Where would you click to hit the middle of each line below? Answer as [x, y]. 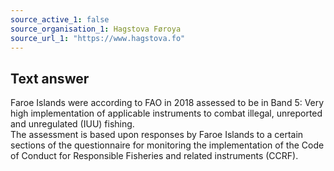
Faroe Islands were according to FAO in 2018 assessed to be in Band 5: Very [167, 103]
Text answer [50, 78]
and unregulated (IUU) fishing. [72, 124]
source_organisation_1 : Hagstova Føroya [96, 29]
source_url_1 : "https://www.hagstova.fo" [98, 38]
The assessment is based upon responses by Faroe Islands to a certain [157, 135]
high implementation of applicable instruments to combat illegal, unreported [166, 113]
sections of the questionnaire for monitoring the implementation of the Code [167, 145]
